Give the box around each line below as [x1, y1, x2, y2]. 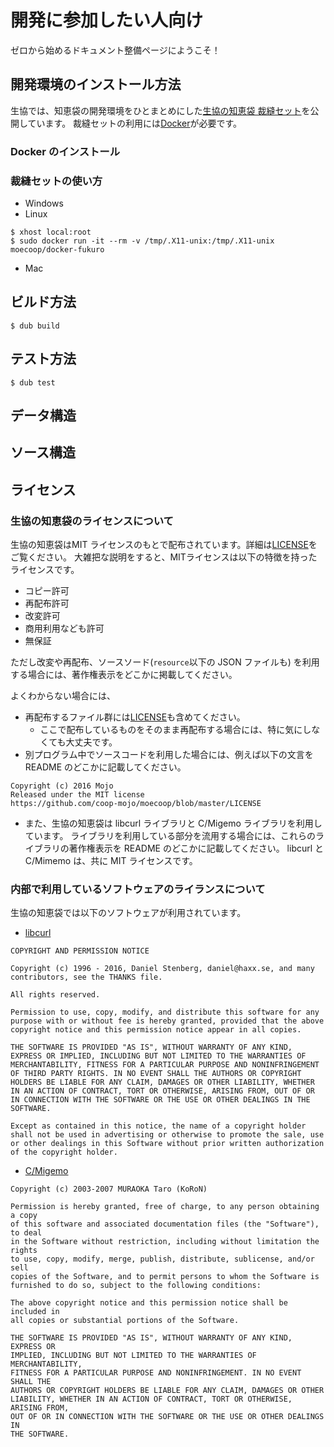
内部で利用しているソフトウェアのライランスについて [10, 882, 266, 896]
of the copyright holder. [10, 1147, 118, 1158]
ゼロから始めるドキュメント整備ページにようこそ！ [10, 44, 221, 56]
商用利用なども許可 [24, 622, 105, 635]
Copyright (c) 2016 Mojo [10, 781, 114, 791]
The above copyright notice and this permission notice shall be [10, 1298, 288, 1308]
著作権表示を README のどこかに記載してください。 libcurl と [68, 842, 325, 855]
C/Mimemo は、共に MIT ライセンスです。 [24, 855, 198, 867]
